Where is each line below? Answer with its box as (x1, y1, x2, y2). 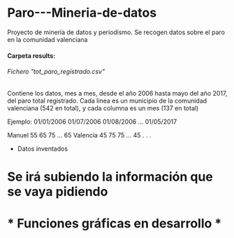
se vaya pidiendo (7, 184, 108, 200)
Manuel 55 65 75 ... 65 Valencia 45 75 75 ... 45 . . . (7, 131, 152, 139)
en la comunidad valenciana (7, 35, 88, 43)
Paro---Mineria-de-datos (7, 5, 157, 21)
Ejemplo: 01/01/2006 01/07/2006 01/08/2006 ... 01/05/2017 (7, 117, 177, 126)
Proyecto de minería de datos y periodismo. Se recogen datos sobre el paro (7, 28, 226, 36)
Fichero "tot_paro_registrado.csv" (7, 68, 105, 76)
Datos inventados (17, 144, 68, 153)
